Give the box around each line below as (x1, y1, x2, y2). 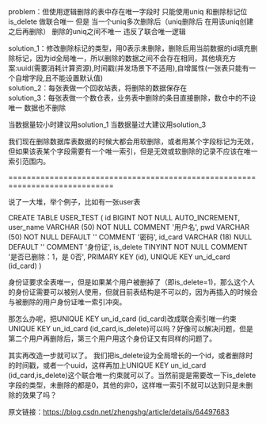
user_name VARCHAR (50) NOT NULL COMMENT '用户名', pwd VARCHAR (8, 223, 249, 231)
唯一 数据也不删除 (8, 103, 66, 113)
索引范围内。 (8, 157, 50, 166)
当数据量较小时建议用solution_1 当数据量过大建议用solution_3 (8, 120, 207, 129)
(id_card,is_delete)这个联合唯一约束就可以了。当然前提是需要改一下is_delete (8, 371, 256, 380)
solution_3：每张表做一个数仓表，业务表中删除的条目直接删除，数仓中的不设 (8, 94, 256, 102)
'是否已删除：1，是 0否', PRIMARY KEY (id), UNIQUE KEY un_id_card (8, 252, 231, 262)
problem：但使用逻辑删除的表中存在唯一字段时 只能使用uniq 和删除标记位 (8, 7, 248, 16)
